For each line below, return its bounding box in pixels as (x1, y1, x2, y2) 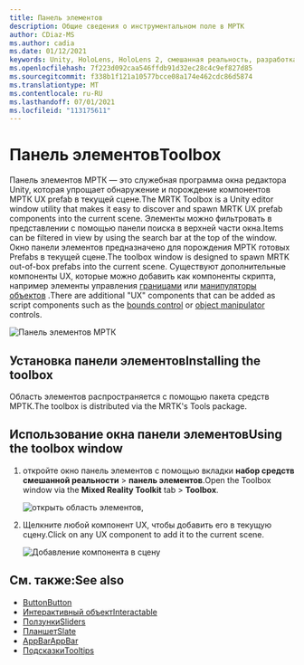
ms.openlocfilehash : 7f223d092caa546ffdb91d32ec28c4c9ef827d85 (9, 64, 253, 73)
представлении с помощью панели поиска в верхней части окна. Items (9, 223, 284, 233)
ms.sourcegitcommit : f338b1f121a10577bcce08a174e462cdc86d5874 (9, 72, 253, 81)
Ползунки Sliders (22, 616, 86, 627)
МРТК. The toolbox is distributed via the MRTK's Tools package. (9, 401, 247, 412)
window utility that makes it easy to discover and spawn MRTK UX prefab (9, 204, 283, 214)
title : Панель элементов (9, 13, 103, 23)
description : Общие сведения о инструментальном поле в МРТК (9, 22, 245, 31)
